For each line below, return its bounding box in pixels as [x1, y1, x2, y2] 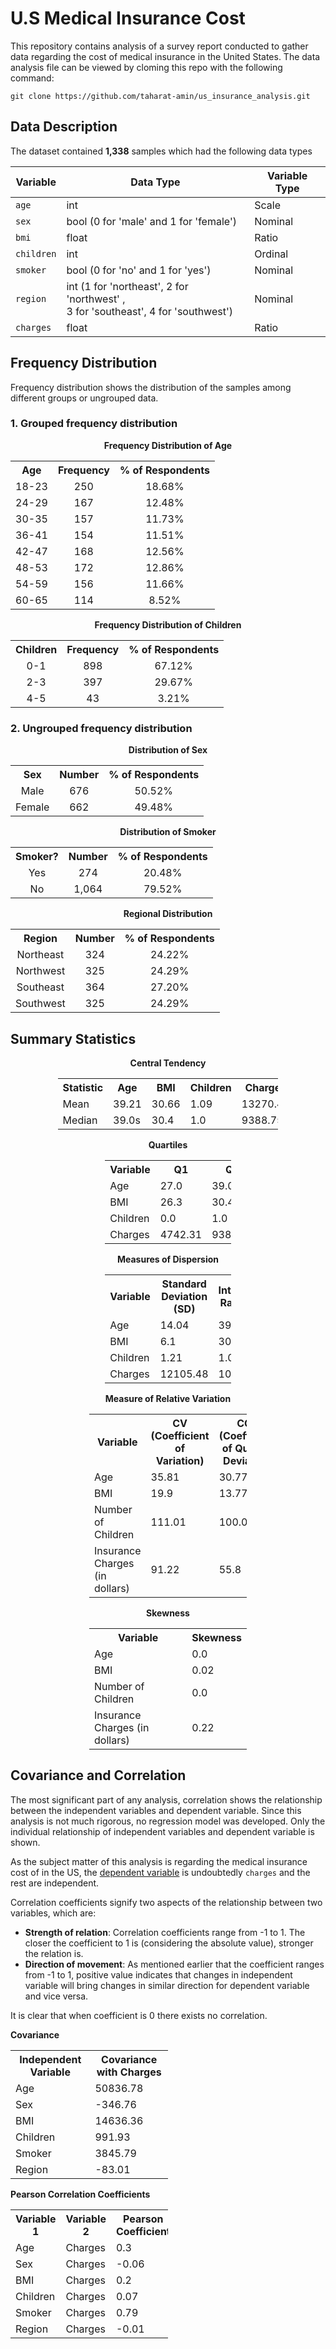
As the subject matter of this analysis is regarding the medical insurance [10, 1855, 308, 1867]
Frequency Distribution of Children [94, 618, 242, 631]
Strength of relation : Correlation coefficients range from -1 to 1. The [24, 1926, 306, 1938]
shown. [10, 1836, 41, 1848]
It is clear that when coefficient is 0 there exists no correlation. [10, 2009, 268, 2021]
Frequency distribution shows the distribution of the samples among [10, 381, 292, 393]
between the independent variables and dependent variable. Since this [10, 1804, 302, 1816]
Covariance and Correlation [10, 1767, 187, 1784]
